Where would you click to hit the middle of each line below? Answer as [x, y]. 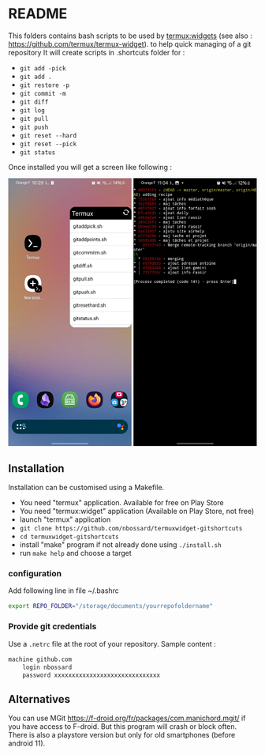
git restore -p [45, 85]
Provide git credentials [52, 627]
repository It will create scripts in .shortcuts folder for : [97, 52]
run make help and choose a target [75, 553]
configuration [35, 574]
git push [34, 127]
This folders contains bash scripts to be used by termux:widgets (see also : [130, 36]
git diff [34, 102]
